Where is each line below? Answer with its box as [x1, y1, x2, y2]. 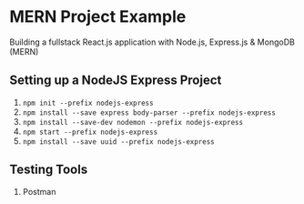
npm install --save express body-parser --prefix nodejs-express [22, 107, 276, 117]
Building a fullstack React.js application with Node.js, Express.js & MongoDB [9, 36, 296, 47]
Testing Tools [9, 162, 88, 178]
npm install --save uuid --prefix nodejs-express [22, 137, 216, 147]
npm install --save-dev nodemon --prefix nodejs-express [22, 117, 244, 127]
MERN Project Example [9, 6, 187, 27]
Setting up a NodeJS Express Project [9, 73, 222, 88]
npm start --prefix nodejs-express [22, 127, 158, 137]
